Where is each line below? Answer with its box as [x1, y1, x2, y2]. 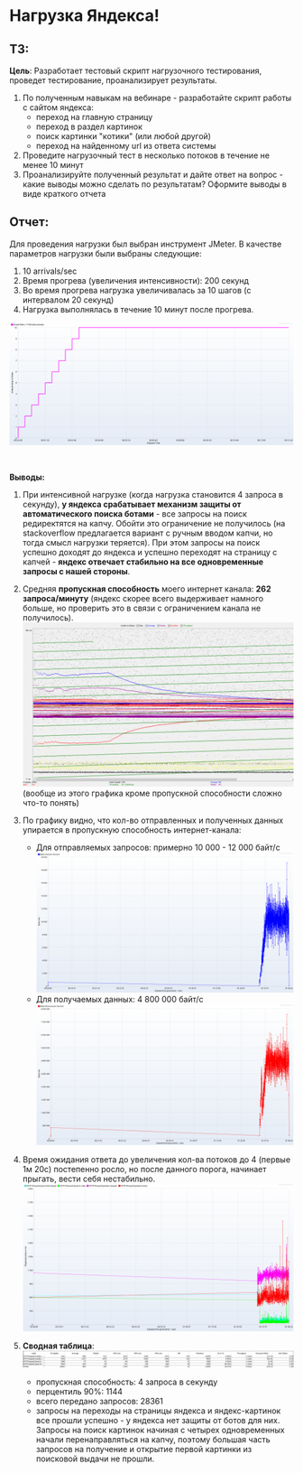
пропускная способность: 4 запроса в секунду [35, 1376, 218, 1387]
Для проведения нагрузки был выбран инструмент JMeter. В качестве [9, 238, 282, 249]
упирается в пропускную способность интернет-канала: [22, 824, 242, 835]
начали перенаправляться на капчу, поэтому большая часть [35, 1434, 271, 1445]
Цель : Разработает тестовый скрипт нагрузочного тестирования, [9, 65, 262, 76]
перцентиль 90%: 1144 [35, 1386, 124, 1397]
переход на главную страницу [35, 112, 153, 122]
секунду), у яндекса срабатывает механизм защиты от [22, 499, 242, 509]
